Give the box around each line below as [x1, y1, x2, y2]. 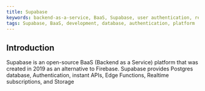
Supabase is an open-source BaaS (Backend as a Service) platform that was [6, 59, 198, 66]
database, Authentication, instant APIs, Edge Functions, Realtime [6, 72, 169, 79]
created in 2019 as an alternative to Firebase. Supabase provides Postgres [6, 65, 193, 73]
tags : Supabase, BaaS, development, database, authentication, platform [6, 20, 195, 26]
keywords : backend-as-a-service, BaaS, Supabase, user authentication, [6, 15, 192, 21]
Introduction [6, 42, 55, 53]
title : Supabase [6, 8, 48, 15]
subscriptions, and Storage [6, 78, 74, 86]
